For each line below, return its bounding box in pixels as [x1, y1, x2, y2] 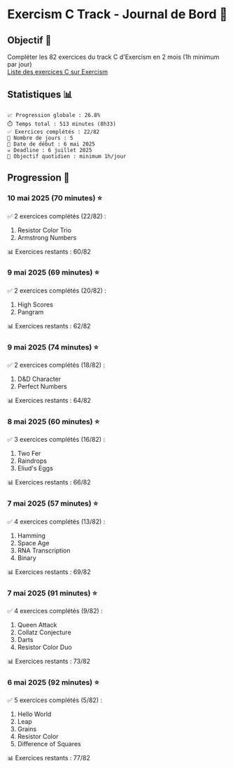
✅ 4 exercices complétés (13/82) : [7, 517, 106, 526]
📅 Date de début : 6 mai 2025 [7, 140, 96, 148]
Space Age [17, 538, 50, 547]
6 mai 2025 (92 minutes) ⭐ [7, 677, 99, 687]
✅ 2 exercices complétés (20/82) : [7, 286, 107, 295]
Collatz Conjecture [17, 628, 71, 636]
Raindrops [17, 456, 48, 465]
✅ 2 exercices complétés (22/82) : [7, 211, 106, 220]
